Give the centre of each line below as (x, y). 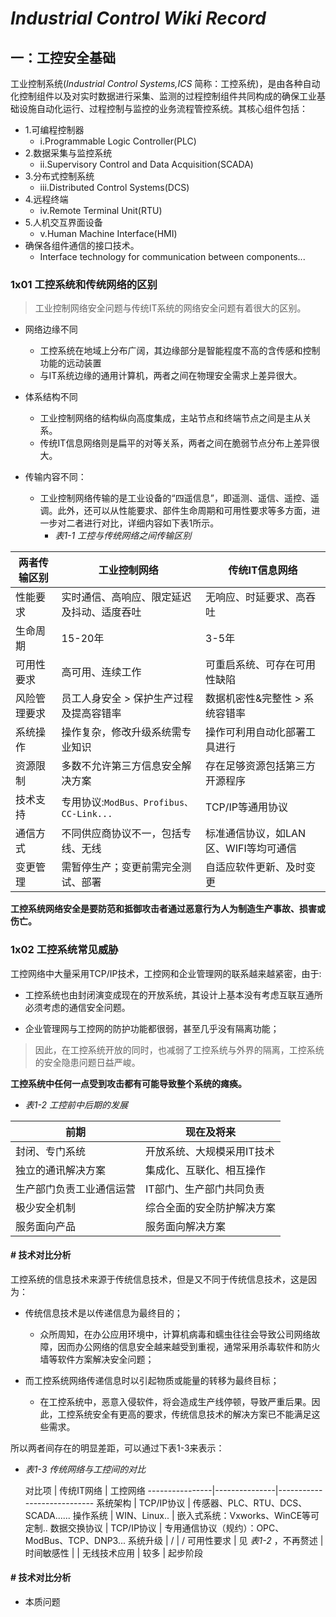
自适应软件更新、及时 (256, 867)
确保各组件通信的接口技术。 (82, 245)
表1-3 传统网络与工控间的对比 (85, 1469)
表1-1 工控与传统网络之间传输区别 (123, 536)
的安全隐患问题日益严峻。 (87, 1062)
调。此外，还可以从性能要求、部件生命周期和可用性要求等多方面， (175, 511)
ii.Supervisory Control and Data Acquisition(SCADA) (146, 164)
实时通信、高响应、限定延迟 (126, 597)
